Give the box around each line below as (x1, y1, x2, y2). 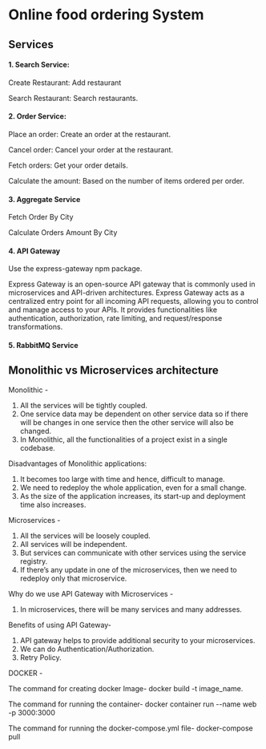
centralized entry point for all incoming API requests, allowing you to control (8, 297, 259, 306)
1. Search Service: (8, 60, 70, 70)
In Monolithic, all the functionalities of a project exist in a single (19, 435, 228, 444)
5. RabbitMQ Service (8, 340, 79, 350)
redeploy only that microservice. (19, 573, 127, 583)
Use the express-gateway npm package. (8, 264, 143, 273)
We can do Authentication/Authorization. (19, 644, 155, 654)
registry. (19, 556, 48, 566)
